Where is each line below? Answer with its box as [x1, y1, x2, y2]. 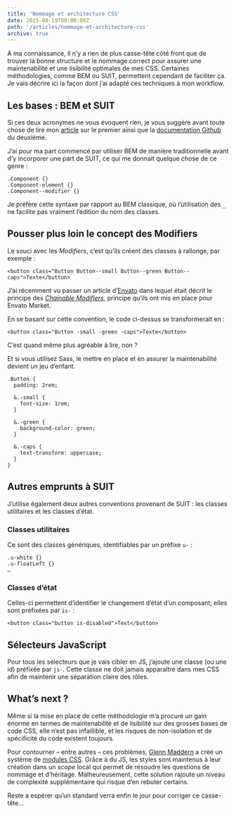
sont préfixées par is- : [7, 606, 75, 615]
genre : [7, 162, 28, 170]
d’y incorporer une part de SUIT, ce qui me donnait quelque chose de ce [7, 154, 218, 163]
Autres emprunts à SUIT [7, 481, 114, 493]
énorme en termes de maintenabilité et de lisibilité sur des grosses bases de [7, 719, 228, 727]
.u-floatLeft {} [7, 560, 55, 567]
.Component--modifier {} [7, 188, 80, 195]
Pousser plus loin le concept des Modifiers [7, 228, 198, 240]
